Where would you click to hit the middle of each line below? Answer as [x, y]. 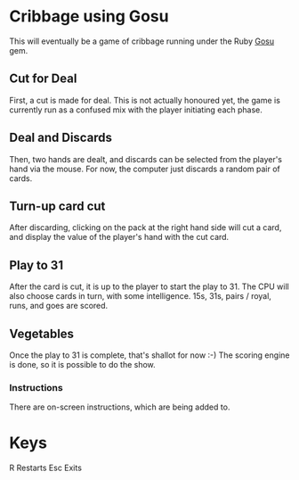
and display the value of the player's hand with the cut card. [119, 237]
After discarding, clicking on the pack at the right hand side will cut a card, [145, 228]
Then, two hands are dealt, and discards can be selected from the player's [146, 159]
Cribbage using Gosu [89, 17]
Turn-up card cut [57, 206]
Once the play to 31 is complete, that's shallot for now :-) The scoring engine [149, 355]
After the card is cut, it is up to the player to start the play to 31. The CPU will [149, 286]
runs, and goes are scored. [59, 306]
